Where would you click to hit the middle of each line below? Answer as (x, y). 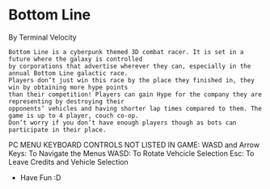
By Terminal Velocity (42, 37)
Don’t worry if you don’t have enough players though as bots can (122, 123)
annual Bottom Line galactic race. (68, 73)
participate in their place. (57, 130)
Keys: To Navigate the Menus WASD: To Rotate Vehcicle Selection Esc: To (131, 153)
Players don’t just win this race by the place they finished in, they (131, 80)
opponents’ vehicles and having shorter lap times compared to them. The (135, 108)
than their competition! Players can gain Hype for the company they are (135, 94)
